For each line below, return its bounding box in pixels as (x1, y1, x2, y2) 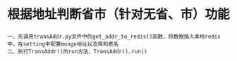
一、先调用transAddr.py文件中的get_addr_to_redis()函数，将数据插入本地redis (7, 33, 221, 41)
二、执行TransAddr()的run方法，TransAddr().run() (7, 48, 148, 55)
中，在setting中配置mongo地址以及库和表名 (7, 41, 119, 48)
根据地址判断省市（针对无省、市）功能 (7, 6, 231, 22)
